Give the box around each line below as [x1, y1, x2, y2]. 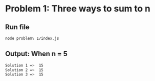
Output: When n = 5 [5, 50, 67, 58]
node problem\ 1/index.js [5, 36, 59, 41]
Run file [5, 23, 30, 31]
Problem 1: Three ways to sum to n [5, 3, 150, 14]
